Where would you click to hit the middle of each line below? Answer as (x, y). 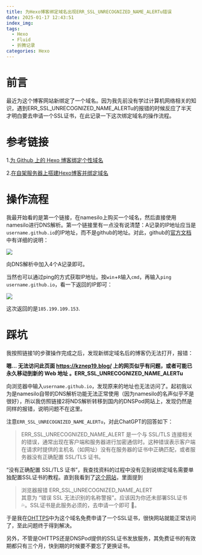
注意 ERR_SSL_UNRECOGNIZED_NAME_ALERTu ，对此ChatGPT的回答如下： (90, 421)
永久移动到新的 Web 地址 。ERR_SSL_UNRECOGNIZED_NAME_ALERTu (95, 373)
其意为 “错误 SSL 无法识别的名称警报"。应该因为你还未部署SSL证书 (104, 497)
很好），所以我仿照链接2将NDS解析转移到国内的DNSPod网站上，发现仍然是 (99, 401)
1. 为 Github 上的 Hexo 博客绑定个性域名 (55, 160)
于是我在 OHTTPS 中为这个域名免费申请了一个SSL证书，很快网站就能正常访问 (101, 518)
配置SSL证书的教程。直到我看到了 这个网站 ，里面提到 (77, 477)
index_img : (20, 23)
